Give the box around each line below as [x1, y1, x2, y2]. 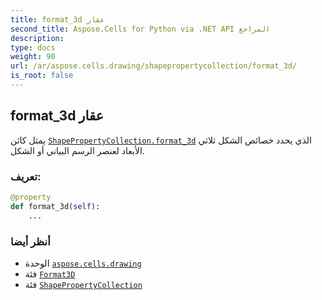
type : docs [10, 42, 56, 53]
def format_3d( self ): [10, 201, 101, 211]
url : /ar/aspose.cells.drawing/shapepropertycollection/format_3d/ [10, 61, 298, 71]
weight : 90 [10, 52, 56, 62]
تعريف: [10, 169, 42, 183]
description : [10, 33, 65, 43]
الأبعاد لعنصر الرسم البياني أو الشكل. [10, 144, 145, 156]
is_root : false [10, 71, 74, 81]
